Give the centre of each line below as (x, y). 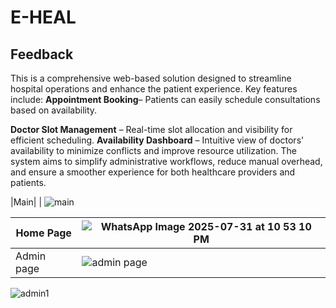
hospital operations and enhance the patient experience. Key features (154, 89)
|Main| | (26, 202)
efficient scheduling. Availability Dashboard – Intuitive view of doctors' (157, 140)
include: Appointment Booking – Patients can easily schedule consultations (165, 99)
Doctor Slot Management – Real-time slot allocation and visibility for (151, 129)
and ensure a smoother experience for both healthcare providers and (153, 172)
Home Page (43, 233)
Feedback (42, 54)
